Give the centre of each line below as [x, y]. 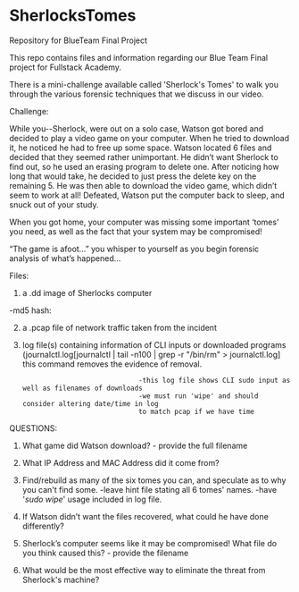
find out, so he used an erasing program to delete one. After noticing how [144, 166]
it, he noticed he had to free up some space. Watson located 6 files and [141, 148]
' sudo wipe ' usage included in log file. [92, 499]
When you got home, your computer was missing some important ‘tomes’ [144, 222]
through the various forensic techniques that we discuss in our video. [137, 94]
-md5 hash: [30, 310]
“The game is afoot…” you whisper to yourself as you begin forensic [134, 249]
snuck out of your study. [54, 204]
